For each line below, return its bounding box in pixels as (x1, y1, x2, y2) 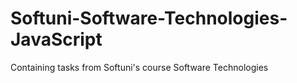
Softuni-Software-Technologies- (10, 7, 288, 30)
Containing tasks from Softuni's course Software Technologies (10, 61, 269, 73)
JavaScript (10, 28, 103, 51)
